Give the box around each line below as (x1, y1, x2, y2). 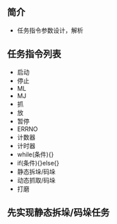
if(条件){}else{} (16, 159, 60, 167)
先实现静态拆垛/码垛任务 (7, 207, 110, 218)
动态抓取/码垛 (16, 176, 56, 184)
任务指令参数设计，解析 (16, 26, 83, 34)
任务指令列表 (7, 48, 62, 60)
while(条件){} (16, 150, 54, 159)
